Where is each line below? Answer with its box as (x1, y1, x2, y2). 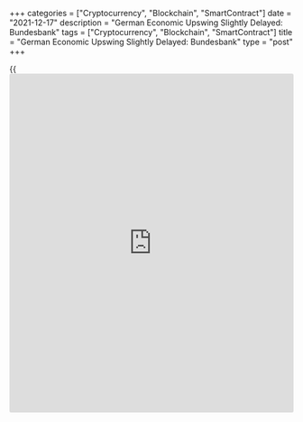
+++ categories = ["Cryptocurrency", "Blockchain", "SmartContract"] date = (9, 8, 292, 18)
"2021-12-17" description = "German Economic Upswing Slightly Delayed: (9, 17, 283, 28)
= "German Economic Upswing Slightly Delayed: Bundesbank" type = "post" (9, 36, 293, 47)
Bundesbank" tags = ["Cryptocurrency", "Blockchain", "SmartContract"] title (9, 27, 293, 37)
